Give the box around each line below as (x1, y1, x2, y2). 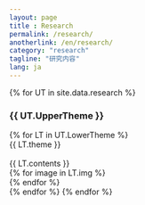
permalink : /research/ (9, 29, 93, 38)
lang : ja (9, 63, 42, 72)
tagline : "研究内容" (9, 54, 80, 63)
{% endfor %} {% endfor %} (9, 186, 113, 197)
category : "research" (9, 46, 90, 55)
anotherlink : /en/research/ (9, 37, 114, 47)
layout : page (9, 12, 58, 22)
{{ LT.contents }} (9, 158, 70, 169)
